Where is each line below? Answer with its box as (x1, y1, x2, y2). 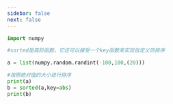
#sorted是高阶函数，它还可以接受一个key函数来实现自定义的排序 (7, 47, 165, 54)
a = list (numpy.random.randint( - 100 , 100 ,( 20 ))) (7, 59, 146, 67)
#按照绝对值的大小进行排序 (7, 72, 72, 79)
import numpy (7, 35, 44, 41)
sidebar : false (7, 10, 51, 17)
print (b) (7, 90, 32, 97)
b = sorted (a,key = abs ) (7, 84, 72, 91)
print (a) (7, 78, 32, 85)
